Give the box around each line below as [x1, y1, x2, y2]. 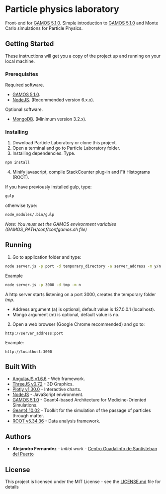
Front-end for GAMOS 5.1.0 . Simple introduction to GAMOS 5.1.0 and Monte [5, 20, 159, 26]
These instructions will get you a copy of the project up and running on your [5, 53, 161, 59]
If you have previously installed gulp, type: [5, 184, 92, 190]
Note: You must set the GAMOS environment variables [5, 221, 117, 227]
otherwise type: [5, 202, 37, 208]
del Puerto [12, 451, 34, 457]
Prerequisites [5, 71, 38, 78]
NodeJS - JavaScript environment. [12, 392, 83, 397]
